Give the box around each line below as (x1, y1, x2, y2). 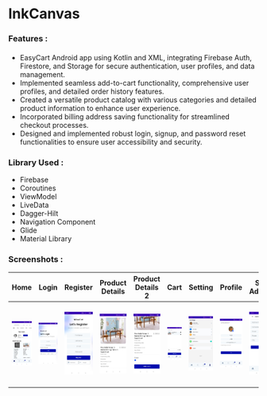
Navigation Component (19, 217, 96, 226)
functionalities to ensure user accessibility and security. (19, 136, 203, 147)
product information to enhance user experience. (19, 103, 181, 113)
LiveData (19, 200, 49, 210)
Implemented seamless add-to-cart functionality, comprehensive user (19, 78, 250, 87)
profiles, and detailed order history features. (19, 87, 164, 96)
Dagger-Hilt (19, 209, 59, 218)
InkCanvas (8, 5, 80, 23)
